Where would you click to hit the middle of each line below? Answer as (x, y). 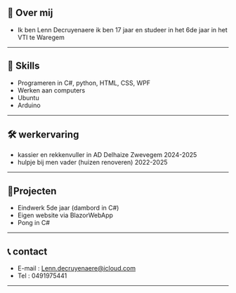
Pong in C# (34, 223)
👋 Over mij (30, 13)
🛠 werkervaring (43, 135)
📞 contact (27, 251)
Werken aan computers (51, 90)
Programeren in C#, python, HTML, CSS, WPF (84, 83)
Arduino (29, 105)
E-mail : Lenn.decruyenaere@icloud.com (76, 268)
